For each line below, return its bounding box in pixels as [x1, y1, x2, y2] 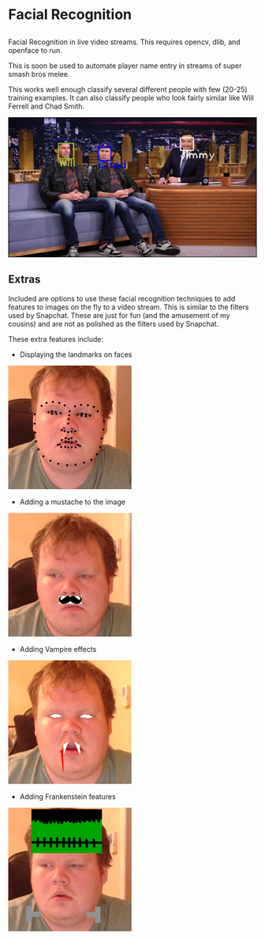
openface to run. [8, 45, 62, 55]
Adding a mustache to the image [19, 497, 126, 506]
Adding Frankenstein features [19, 791, 116, 801]
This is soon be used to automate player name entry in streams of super [8, 61, 242, 70]
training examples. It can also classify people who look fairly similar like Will [8, 93, 254, 102]
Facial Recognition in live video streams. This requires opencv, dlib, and [8, 37, 241, 47]
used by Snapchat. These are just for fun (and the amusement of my [8, 310, 230, 320]
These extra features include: [8, 334, 104, 343]
